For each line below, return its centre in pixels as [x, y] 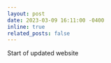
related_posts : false [39, 33]
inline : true [26, 27]
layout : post [26, 14]
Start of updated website [43, 53]
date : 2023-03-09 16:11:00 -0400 [56, 20]
